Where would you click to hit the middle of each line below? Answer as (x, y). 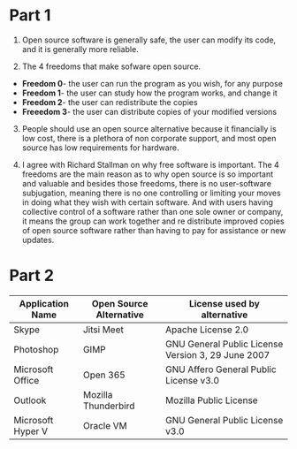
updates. (38, 240)
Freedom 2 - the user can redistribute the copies (110, 102)
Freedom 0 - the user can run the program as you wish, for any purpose (152, 83)
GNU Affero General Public (221, 369)
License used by (225, 303)
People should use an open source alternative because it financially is (149, 128)
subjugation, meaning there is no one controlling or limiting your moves (151, 193)
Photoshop (36, 349)
